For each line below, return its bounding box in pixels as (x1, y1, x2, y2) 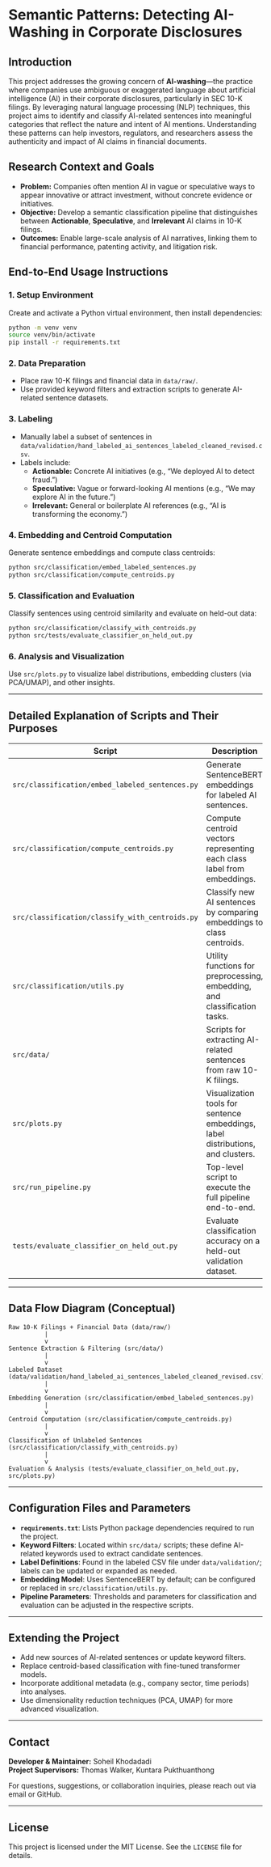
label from (206, 863, 244, 874)
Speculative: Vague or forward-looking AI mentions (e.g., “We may (31, 483, 256, 493)
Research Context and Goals (8, 160, 155, 174)
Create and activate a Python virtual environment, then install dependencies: (8, 307, 263, 317)
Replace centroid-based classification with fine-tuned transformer (19, 1661, 240, 1671)
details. (8, 1850, 33, 1860)
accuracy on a (206, 1235, 261, 1247)
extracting (206, 1034, 245, 1045)
